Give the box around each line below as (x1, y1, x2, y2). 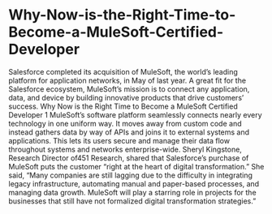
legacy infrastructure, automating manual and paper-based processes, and (8, 178, 260, 188)
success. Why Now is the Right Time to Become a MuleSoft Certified (8, 101, 238, 111)
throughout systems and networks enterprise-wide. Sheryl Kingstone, (8, 144, 242, 154)
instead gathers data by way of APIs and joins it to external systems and (8, 127, 250, 137)
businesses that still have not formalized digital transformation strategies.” (8, 196, 257, 206)
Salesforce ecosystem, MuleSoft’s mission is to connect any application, (8, 83, 250, 94)
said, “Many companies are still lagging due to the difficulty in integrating (8, 170, 253, 180)
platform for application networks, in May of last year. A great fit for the (8, 75, 246, 85)
